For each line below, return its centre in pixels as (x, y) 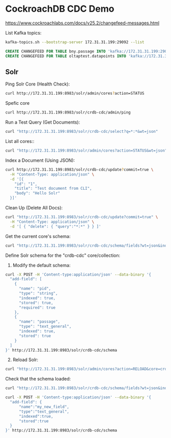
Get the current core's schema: (38, 236)
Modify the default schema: (41, 265)
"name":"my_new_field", (44, 407)
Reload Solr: (25, 360)
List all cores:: (20, 141)
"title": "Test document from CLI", (53, 189)
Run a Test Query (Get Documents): (43, 122)
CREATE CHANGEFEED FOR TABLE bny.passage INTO (55, 51)
